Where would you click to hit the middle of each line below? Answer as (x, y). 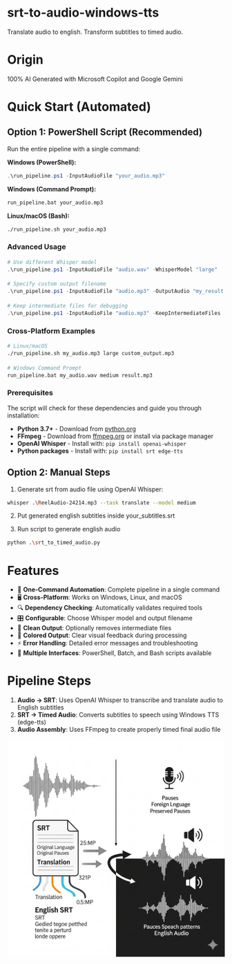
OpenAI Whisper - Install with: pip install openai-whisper (101, 443)
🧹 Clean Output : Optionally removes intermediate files (94, 628)
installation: (23, 415)
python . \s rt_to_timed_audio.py (54, 543)
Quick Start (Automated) (79, 107)
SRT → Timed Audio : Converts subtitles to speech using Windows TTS (118, 715)
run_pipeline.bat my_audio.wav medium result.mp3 (80, 375)
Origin (25, 60)
